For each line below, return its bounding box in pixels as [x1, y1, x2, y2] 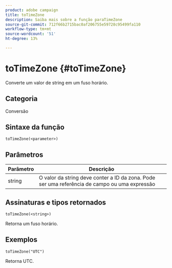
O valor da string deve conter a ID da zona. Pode [38, 174, 156, 181]
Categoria [5, 94, 38, 103]
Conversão [5, 108, 29, 114]
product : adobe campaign [5, 7, 58, 13]
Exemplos [5, 235, 37, 244]
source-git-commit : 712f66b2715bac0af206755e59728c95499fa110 [5, 22, 141, 27]
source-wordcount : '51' [5, 31, 56, 36]
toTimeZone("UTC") [5, 249, 45, 254]
